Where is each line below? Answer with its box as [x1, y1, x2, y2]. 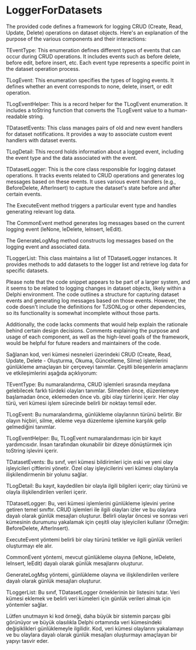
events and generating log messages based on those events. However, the [6, 297, 186, 304]
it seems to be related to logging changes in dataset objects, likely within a [6, 285, 186, 292]
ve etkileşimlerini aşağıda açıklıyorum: [6, 370, 98, 377]
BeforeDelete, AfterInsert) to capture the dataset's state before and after [6, 184, 181, 191]
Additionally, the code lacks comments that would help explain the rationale [6, 320, 188, 328]
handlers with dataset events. [6, 136, 77, 143]
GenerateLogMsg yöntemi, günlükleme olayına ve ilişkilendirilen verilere [6, 571, 179, 578]
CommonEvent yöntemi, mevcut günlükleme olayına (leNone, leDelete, [6, 553, 176, 560]
